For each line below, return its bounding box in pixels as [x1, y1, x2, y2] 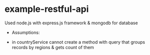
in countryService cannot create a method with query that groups [11, 39, 145, 45]
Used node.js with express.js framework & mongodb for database [4, 20, 138, 26]
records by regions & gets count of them [11, 44, 94, 50]
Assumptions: [11, 29, 40, 35]
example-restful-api [4, 3, 89, 15]
